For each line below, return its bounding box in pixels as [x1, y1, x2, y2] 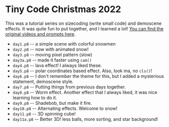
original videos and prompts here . [5, 31, 76, 37]
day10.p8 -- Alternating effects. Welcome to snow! [12, 105, 118, 111]
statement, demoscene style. [12, 78, 74, 84]
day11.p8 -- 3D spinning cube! [12, 110, 76, 117]
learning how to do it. [12, 95, 57, 101]
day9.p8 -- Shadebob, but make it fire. [12, 100, 92, 106]
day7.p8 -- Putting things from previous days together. [12, 83, 126, 90]
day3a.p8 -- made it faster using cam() [12, 57, 92, 63]
